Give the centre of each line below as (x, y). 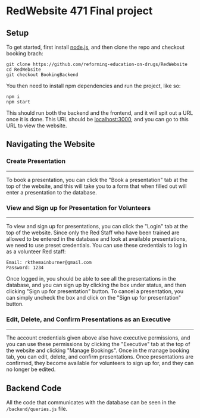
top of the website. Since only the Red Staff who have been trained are (93, 232)
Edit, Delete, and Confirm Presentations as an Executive (88, 319)
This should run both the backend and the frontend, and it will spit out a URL (100, 113)
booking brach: (25, 54)
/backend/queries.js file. (37, 409)
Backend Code (34, 388)
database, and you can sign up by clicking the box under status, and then (96, 285)
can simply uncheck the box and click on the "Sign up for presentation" (94, 297)
